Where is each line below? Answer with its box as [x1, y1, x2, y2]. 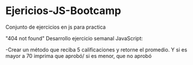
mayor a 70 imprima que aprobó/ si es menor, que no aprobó [5, 52, 152, 59]
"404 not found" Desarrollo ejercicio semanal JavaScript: [5, 35, 143, 42]
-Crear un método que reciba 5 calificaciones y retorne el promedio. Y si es [5, 46, 188, 53]
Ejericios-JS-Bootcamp [5, 4, 121, 18]
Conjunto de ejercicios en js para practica [5, 23, 106, 30]
